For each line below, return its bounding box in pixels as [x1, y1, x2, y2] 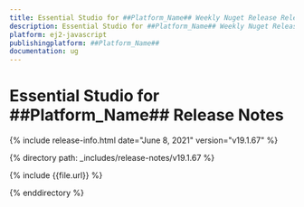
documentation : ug [9, 47, 79, 56]
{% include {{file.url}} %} [9, 170, 103, 181]
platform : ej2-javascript [9, 30, 107, 39]
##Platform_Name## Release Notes [9, 105, 284, 126]
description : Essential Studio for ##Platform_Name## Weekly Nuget [9, 22, 270, 31]
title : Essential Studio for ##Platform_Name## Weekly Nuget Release [9, 13, 278, 23]
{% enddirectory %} [9, 187, 84, 199]
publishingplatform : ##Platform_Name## [9, 38, 160, 48]
